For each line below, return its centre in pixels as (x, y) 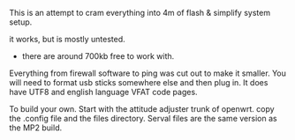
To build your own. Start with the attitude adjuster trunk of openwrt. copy (142, 109)
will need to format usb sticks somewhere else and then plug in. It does (139, 82)
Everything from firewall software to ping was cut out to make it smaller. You (148, 73)
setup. (21, 22)
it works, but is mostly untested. (67, 39)
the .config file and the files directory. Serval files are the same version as (143, 118)
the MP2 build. (36, 128)
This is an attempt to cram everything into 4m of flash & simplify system (140, 13)
